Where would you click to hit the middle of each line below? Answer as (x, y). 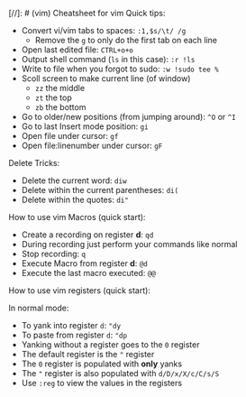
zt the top (54, 97)
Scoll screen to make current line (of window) (106, 78)
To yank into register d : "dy (71, 325)
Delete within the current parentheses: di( (100, 190)
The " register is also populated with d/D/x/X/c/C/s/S (120, 373)
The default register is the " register (88, 354)
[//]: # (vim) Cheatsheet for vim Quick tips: (87, 13)
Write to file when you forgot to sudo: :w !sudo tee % (120, 69)
